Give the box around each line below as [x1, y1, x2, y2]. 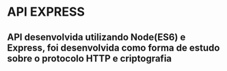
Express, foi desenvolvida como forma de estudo [7, 42, 220, 53]
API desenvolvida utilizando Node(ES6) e [7, 31, 186, 43]
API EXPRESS [7, 4, 85, 20]
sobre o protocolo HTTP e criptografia [7, 53, 172, 64]
